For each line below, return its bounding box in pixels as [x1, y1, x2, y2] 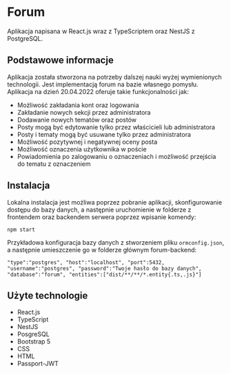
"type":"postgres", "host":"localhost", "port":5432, [7, 259, 165, 266]
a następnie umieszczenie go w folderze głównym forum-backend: [7, 245, 197, 254]
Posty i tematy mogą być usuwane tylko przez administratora [17, 130, 192, 138]
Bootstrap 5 [17, 337, 51, 346]
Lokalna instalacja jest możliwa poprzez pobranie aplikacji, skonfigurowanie [7, 198, 223, 206]
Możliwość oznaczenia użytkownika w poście [17, 144, 147, 153]
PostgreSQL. [7, 34, 43, 42]
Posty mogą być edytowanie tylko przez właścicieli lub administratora [17, 122, 216, 131]
